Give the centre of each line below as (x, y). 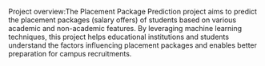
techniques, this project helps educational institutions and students (119, 37)
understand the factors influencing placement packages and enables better (133, 45)
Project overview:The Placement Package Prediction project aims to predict (133, 12)
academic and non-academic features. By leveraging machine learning (125, 28)
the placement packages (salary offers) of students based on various (122, 20)
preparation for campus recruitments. (70, 54)
